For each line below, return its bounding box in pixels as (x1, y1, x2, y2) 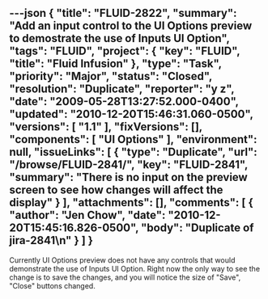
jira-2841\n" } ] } (9, 234, 94, 247)
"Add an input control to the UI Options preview (9, 19, 253, 33)
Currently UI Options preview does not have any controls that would (9, 255, 236, 265)
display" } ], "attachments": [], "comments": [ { (9, 196, 253, 209)
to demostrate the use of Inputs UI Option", (9, 32, 230, 45)
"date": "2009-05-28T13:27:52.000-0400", (9, 95, 239, 108)
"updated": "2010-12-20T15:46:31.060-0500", (9, 107, 253, 121)
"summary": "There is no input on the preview (9, 171, 248, 184)
